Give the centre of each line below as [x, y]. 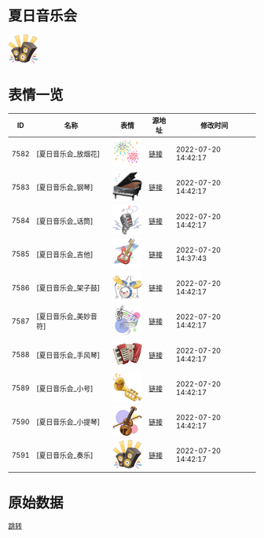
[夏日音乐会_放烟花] [68, 154]
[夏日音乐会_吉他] [65, 254]
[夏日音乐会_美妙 [64, 317]
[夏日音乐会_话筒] [65, 221]
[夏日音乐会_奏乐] [65, 456]
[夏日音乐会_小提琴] [68, 422]
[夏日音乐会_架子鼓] [68, 288]
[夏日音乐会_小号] [65, 388]
